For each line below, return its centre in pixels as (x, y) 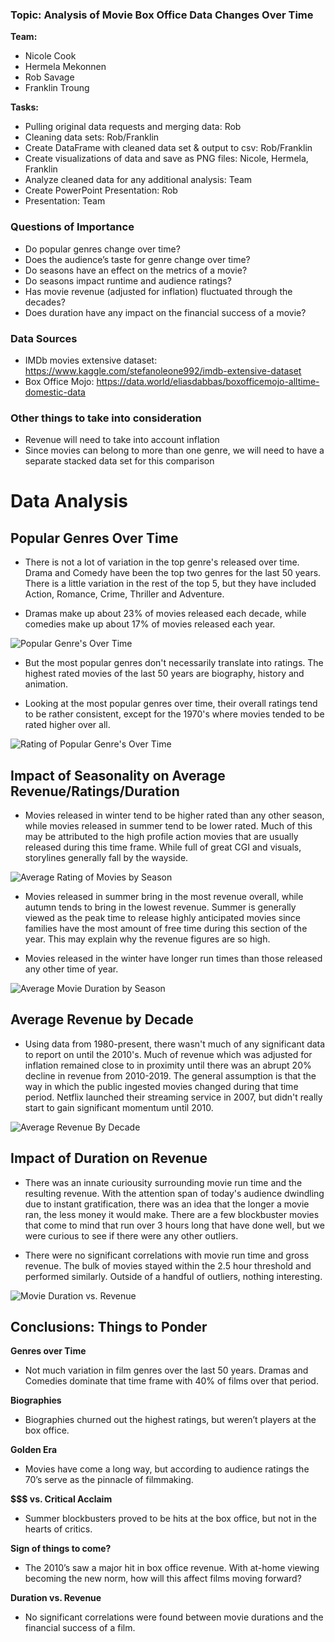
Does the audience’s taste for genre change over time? (137, 259)
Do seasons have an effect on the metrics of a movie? (136, 270)
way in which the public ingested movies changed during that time (161, 1086)
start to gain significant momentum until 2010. (119, 1107)
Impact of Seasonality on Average (118, 775)
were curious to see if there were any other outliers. (131, 1235)
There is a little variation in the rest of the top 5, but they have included (170, 584)
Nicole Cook (50, 56)
